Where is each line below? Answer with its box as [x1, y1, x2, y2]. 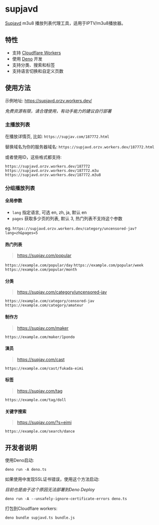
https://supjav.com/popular [17, 252, 71, 258]
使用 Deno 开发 [12, 56, 43, 62]
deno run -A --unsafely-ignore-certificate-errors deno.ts [5, 497, 127, 502]
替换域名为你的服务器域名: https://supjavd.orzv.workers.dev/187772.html [5, 144, 155, 149]
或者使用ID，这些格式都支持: [5, 154, 62, 160]
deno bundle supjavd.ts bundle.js [5, 515, 75, 521]
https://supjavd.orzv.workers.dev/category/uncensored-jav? [12, 226, 137, 231]
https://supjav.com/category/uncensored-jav [17, 289, 107, 295]
